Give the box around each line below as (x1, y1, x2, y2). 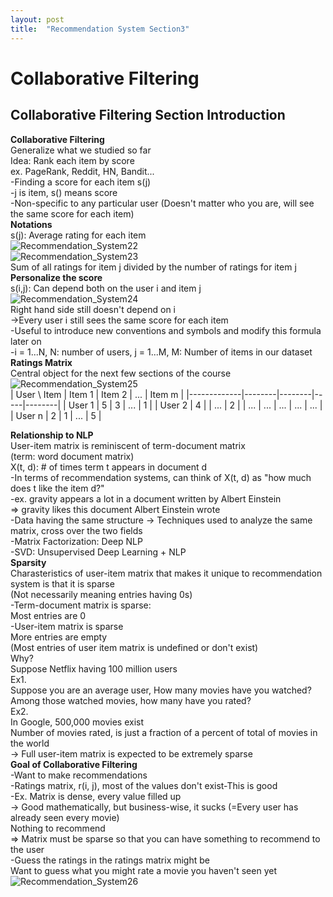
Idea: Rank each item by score (10, 154, 135, 166)
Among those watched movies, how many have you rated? (10, 694, 252, 706)
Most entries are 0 (10, 609, 87, 621)
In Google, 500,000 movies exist (10, 716, 145, 728)
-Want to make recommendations (10, 769, 148, 781)
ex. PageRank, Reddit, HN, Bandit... (10, 165, 155, 177)
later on (10, 335, 42, 347)
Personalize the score (10, 271, 103, 283)
